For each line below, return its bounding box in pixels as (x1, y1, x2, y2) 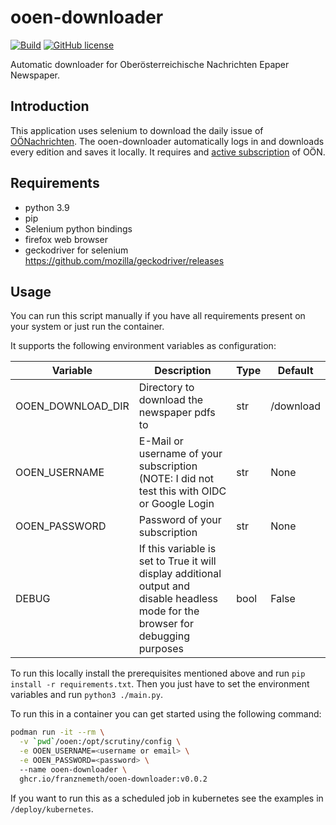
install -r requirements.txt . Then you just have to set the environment (10, 678, 310, 690)
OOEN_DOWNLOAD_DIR (15, 399, 130, 413)
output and (138, 579, 191, 593)
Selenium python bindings (24, 222, 133, 235)
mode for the (138, 604, 200, 618)
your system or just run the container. (10, 321, 165, 333)
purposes (138, 642, 184, 656)
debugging (138, 629, 190, 643)
